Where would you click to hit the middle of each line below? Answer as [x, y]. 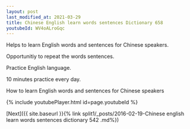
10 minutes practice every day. [44, 79]
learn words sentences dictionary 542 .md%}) [63, 120]
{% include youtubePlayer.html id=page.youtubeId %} [72, 102]
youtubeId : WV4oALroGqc [36, 28]
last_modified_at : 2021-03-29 [44, 17]
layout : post [22, 12]
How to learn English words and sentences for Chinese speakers [85, 91]
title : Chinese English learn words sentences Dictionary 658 [85, 22]
